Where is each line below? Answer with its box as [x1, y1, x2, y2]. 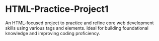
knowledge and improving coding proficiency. [5, 30, 101, 36]
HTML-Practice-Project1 [5, 3, 109, 15]
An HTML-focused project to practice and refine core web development [5, 20, 154, 26]
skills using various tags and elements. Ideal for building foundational [5, 25, 148, 31]
